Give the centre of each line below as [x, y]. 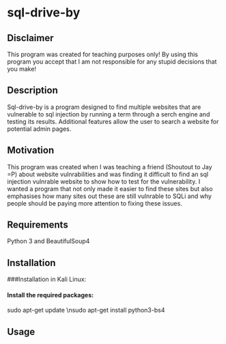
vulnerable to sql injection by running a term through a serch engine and [109, 114]
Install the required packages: [51, 295]
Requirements [38, 225]
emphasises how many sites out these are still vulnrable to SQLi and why [109, 196]
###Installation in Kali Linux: [47, 280]
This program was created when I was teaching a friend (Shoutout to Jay [110, 167]
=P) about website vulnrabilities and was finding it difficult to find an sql [108, 174]
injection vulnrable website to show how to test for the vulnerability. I [104, 181]
